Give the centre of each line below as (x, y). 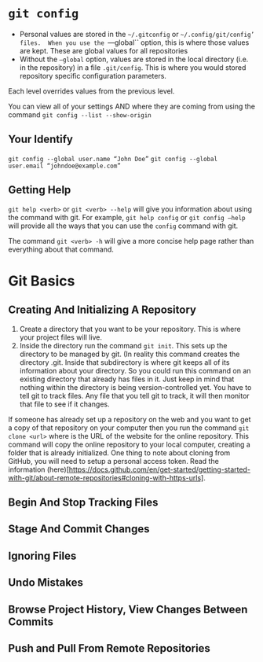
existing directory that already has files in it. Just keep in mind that (127, 379)
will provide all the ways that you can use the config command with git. (123, 226)
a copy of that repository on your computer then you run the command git (129, 428)
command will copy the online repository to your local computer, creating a (130, 444)
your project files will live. (60, 337)
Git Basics (42, 281)
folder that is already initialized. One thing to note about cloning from (119, 452)
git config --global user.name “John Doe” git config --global (113, 159)
